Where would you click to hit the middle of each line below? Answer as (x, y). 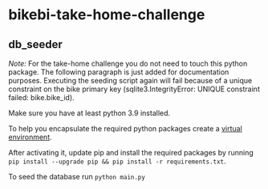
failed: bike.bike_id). (41, 97)
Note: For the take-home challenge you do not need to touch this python (128, 63)
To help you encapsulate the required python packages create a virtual (125, 129)
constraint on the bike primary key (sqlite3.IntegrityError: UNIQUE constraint (134, 89)
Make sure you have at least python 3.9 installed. (89, 113)
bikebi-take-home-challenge (107, 15)
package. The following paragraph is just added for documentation (119, 72)
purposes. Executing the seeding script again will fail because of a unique (130, 80)
